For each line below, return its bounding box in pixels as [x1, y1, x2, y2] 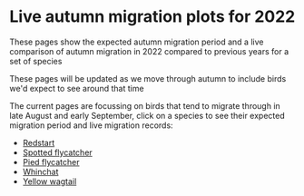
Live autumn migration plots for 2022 [9, 6, 296, 27]
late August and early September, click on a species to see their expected [9, 110, 285, 121]
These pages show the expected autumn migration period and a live [9, 36, 264, 47]
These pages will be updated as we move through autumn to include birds [9, 73, 287, 83]
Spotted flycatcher [22, 147, 93, 158]
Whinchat [22, 166, 59, 177]
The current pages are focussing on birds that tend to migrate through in [9, 100, 281, 111]
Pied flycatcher [22, 156, 80, 167]
